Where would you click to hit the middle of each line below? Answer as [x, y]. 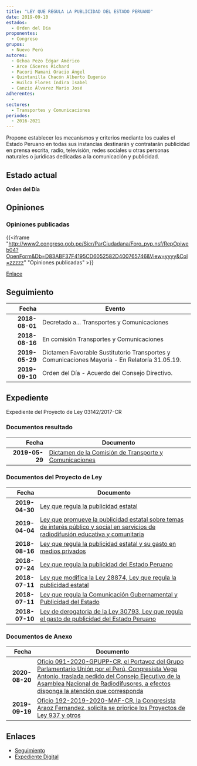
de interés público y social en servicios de [98, 526]
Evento [115, 309]
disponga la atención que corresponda [90, 691]
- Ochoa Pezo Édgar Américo [46, 61]
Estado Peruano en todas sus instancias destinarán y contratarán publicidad [98, 144]
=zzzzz [15, 262]
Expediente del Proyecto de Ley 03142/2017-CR [64, 412]
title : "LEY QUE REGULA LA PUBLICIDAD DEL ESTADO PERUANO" [80, 11]
